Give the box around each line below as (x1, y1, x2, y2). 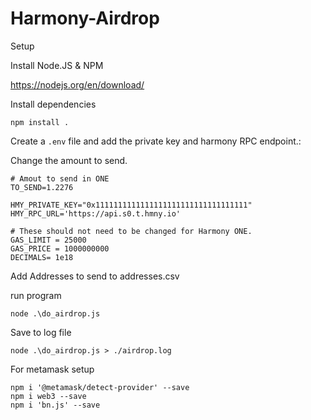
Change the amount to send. (10, 154, 128, 166)
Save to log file (10, 326, 72, 338)
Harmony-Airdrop (10, 7, 160, 30)
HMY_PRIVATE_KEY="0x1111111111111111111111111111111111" (10, 200, 253, 210)
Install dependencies (10, 98, 97, 110)
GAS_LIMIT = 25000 (10, 235, 87, 245)
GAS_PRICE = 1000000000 (10, 243, 110, 254)
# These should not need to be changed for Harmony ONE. (10, 226, 253, 236)
